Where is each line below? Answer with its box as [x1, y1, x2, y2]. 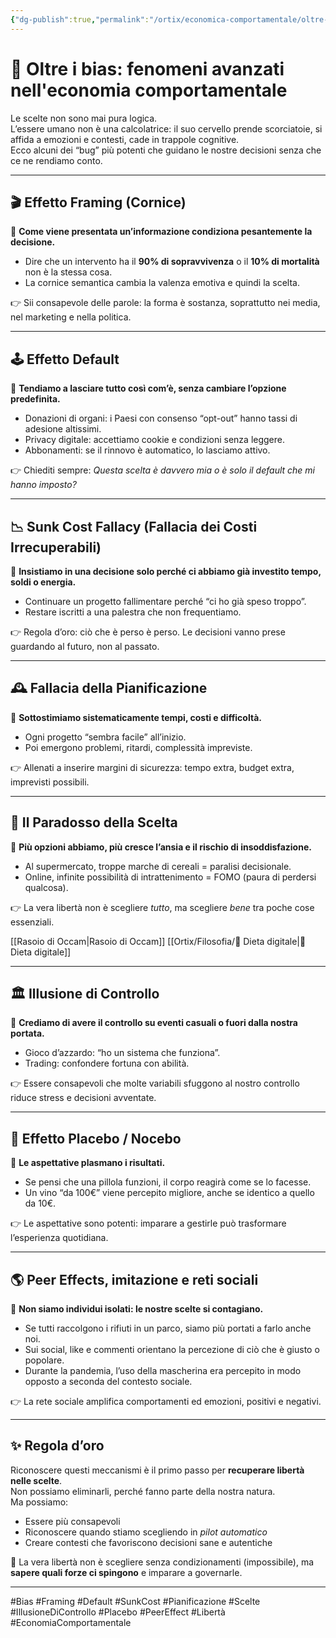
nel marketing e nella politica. [10, 311, 132, 323]
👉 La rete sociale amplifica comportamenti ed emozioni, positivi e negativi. [10, 1396, 322, 1408]
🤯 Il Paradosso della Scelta [10, 814, 178, 831]
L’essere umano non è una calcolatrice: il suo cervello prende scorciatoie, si [10, 122, 323, 135]
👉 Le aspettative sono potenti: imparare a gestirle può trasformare [10, 1217, 287, 1230]
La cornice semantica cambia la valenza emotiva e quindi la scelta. [24, 277, 301, 289]
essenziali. [10, 916, 55, 928]
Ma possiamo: [10, 1496, 69, 1508]
